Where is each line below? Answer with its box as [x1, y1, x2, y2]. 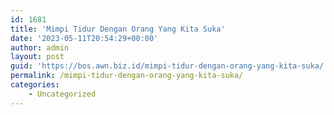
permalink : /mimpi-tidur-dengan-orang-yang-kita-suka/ [10, 71, 244, 81]
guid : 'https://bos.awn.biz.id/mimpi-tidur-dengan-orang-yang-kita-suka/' [10, 61, 329, 71]
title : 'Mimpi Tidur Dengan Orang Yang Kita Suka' [10, 24, 226, 34]
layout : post [10, 52, 65, 62]
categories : [10, 80, 60, 90]
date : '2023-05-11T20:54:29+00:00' [10, 33, 159, 43]
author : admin [10, 42, 70, 53]
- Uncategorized [28, 89, 97, 99]
